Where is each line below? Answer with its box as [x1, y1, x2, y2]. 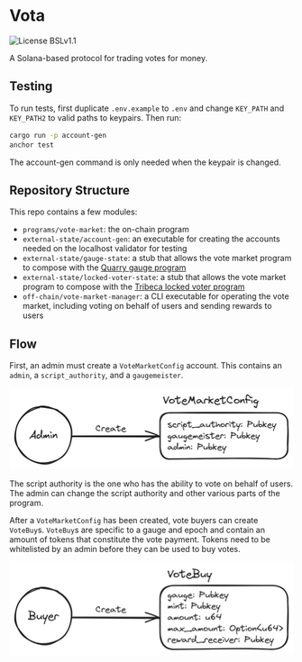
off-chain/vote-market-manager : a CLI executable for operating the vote [22, 291, 290, 302]
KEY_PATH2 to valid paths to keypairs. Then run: [9, 112, 182, 122]
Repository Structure [9, 182, 131, 198]
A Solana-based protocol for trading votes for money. [9, 52, 208, 63]
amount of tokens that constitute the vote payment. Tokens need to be [9, 533, 270, 545]
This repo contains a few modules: [9, 206, 138, 217]
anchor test [9, 141, 54, 150]
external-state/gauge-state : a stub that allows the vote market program [22, 253, 292, 264]
